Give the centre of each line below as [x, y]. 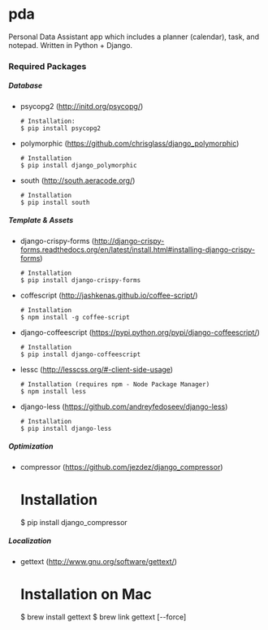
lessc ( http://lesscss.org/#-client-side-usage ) [96, 369]
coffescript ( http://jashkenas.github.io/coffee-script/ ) [109, 295]
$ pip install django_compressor [73, 522]
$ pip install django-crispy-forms [80, 280]
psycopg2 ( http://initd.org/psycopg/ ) [82, 106]
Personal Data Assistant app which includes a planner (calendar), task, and [134, 37]
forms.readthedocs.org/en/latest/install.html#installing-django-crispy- [138, 250]
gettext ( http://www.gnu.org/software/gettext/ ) [98, 561]
